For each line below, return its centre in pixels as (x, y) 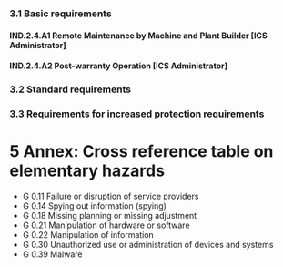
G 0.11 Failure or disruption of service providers (111, 196)
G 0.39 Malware (52, 254)
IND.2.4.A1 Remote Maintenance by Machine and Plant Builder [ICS (139, 36)
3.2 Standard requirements (71, 89)
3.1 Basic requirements (61, 14)
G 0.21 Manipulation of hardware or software (106, 225)
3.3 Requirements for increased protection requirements (137, 114)
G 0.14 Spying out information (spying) (94, 205)
